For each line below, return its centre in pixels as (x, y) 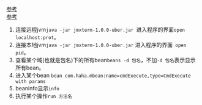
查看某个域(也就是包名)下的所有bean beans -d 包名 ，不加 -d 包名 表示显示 (105, 60)
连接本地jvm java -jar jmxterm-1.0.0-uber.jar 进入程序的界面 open (101, 45)
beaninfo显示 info (37, 88)
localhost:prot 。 (37, 37)
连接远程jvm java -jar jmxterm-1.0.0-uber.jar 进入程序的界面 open (100, 30)
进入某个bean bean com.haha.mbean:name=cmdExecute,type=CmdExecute (103, 75)
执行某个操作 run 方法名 (44, 96)
